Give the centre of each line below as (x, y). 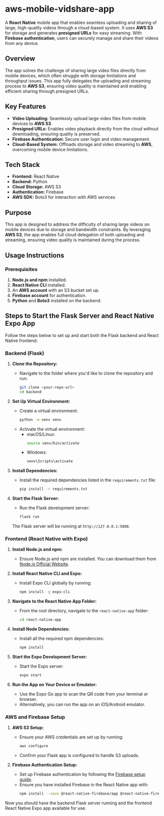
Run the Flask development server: (54, 508)
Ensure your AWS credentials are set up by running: (71, 737)
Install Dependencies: (35, 471)
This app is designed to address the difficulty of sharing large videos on (77, 224)
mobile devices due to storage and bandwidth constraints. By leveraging (78, 230)
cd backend (31, 392)
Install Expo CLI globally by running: (55, 583)
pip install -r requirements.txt (53, 489)
